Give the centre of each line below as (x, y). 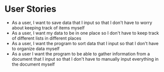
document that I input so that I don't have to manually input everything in (85, 59)
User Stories (30, 9)
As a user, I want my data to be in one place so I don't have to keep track (85, 33)
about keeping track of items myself (48, 27)
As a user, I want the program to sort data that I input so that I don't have (85, 43)
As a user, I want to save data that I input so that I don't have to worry (82, 23)
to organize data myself (36, 48)
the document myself (33, 64)
